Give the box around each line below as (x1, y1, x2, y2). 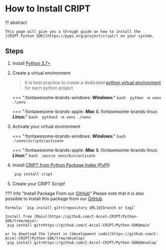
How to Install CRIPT (5, 3, 91, 14)
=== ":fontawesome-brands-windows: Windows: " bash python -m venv (12, 94, 162, 100)
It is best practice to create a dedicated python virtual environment (24, 79, 161, 85)
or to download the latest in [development (5, 231, 97, 237)
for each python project (24, 85, 73, 91)
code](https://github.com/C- (98, 231, 159, 237)
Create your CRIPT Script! (12, 180, 65, 187)
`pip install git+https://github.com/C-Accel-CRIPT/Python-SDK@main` (5, 223, 152, 228)
